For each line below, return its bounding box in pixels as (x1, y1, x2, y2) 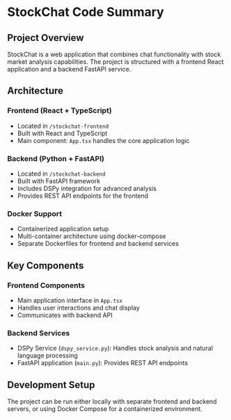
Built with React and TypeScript (17, 129, 108, 137)
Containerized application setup (17, 225, 109, 233)
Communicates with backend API (17, 310, 113, 319)
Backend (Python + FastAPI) (7, 153, 104, 163)
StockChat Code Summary (7, 4, 165, 20)
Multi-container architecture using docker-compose (17, 232, 166, 240)
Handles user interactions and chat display (17, 303, 141, 312)
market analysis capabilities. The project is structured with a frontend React (7, 58, 224, 66)
